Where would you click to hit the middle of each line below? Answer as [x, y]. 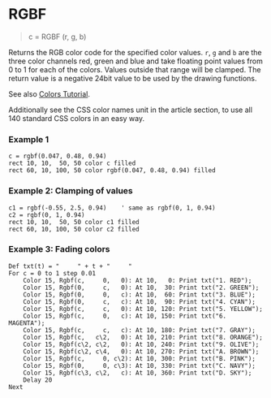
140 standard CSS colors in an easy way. [76, 118]
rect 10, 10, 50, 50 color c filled [72, 163]
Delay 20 [38, 380]
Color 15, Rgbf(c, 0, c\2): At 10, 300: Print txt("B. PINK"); [139, 358]
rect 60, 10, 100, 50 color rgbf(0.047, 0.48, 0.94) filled [112, 171]
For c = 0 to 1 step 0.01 [52, 273]
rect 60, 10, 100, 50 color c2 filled [74, 229]
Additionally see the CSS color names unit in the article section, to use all [131, 110]
